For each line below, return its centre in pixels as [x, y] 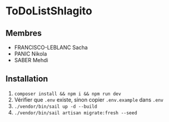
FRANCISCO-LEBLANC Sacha [51, 47]
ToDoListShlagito [49, 11]
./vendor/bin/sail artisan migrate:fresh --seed [76, 113]
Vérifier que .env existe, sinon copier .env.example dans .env [89, 99]
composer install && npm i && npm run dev [68, 94]
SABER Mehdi [31, 60]
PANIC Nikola [30, 54]
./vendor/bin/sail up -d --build [56, 106]
